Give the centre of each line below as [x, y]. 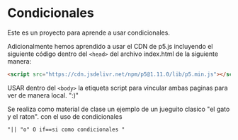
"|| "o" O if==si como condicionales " [66, 129]
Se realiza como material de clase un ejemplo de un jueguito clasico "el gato [119, 109]
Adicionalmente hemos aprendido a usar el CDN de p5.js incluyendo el [110, 46]
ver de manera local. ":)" [43, 95]
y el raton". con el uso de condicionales [65, 116]
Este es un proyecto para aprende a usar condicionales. [89, 33]
